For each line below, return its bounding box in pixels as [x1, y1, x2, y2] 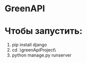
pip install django [11, 42, 47, 48]
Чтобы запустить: [4, 26, 83, 37]
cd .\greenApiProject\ [11, 47, 56, 53]
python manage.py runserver [11, 52, 72, 58]
